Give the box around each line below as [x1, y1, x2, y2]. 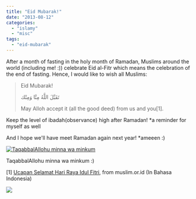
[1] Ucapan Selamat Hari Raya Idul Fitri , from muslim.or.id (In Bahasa [6, 168, 172, 175]
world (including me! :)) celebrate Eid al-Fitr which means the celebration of [6, 64, 191, 71]
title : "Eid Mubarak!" [6, 8, 62, 15]
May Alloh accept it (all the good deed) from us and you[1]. [20, 105, 164, 112]
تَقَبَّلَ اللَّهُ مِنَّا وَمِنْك [20, 93, 60, 101]
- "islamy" [11, 25, 38, 31]
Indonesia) [6, 175, 32, 182]
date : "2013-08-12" [6, 14, 54, 20]
